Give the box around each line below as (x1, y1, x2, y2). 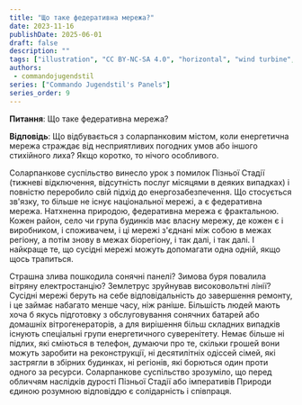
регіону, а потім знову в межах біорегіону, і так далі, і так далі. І (9, 234, 254, 245)
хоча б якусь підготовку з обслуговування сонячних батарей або (9, 309, 260, 319)
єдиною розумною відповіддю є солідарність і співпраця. (9, 385, 232, 396)
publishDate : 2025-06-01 (9, 30, 102, 39)
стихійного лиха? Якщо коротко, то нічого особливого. (9, 149, 219, 160)
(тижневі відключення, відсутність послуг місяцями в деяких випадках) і (9, 176, 290, 187)
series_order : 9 (9, 88, 70, 97)
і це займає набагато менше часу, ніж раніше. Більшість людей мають (9, 299, 280, 310)
